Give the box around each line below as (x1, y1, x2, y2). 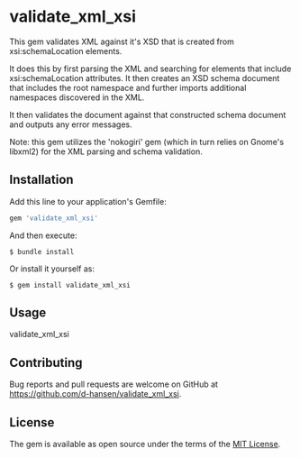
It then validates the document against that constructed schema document (9, 109, 286, 120)
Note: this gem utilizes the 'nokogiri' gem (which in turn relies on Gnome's (9, 136, 285, 147)
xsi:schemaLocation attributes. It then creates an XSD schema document (9, 72, 280, 83)
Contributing (9, 354, 83, 371)
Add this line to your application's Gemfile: (9, 196, 167, 206)
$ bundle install (9, 247, 75, 256)
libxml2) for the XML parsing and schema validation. (9, 146, 203, 157)
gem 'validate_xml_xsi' (9, 214, 99, 223)
